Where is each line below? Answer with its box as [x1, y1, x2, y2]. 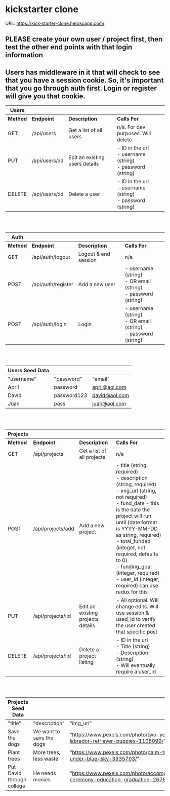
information [5, 51, 43, 59]
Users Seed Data [8, 367, 49, 374]
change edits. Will [116, 603, 158, 610]
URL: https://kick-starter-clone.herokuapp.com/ [5, 20, 105, 26]
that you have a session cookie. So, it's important [5, 76, 164, 85]
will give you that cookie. [5, 92, 86, 100]
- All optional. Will [116, 596, 159, 604]
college [8, 782, 25, 789]
